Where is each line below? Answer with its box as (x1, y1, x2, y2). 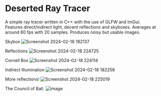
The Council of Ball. (5, 85, 45, 91)
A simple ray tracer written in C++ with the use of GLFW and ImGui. (5, 19, 141, 25)
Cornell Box (5, 57, 29, 63)
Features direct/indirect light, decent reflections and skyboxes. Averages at (5, 24, 156, 30)
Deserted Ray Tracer (5, 3, 90, 14)
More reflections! (5, 76, 40, 82)
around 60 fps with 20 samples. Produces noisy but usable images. (5, 29, 141, 35)
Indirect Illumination (5, 66, 45, 73)
